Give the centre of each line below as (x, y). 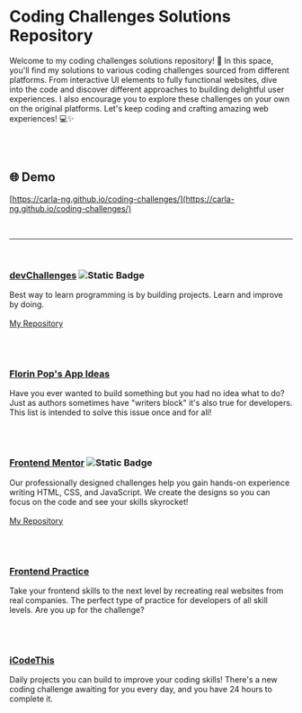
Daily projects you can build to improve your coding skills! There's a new (144, 680)
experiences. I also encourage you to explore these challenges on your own (150, 99)
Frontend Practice (49, 571)
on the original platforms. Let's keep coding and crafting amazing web (139, 108)
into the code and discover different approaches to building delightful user (147, 89)
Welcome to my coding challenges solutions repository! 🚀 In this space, (142, 60)
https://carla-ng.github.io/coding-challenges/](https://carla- (124, 199)
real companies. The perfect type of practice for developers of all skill (138, 600)
